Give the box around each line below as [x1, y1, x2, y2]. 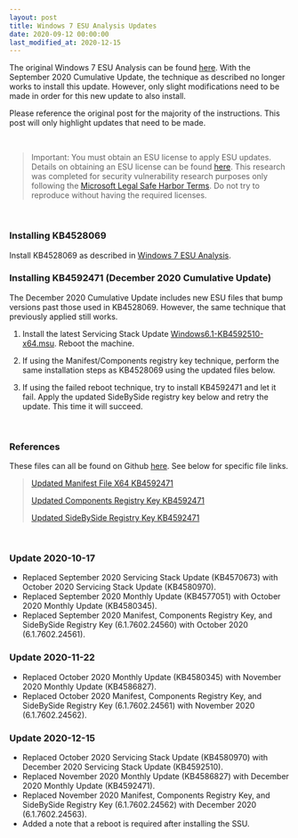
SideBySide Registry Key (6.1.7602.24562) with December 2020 [21, 800, 257, 810]
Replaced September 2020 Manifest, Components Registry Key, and [21, 610, 273, 620]
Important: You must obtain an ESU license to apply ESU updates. [30, 152, 271, 163]
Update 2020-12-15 [9, 732, 96, 744]
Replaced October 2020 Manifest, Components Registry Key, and [21, 690, 262, 701]
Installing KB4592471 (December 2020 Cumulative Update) [9, 272, 271, 284]
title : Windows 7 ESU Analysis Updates [9, 21, 157, 30]
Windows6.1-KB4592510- [170, 328, 264, 339]
